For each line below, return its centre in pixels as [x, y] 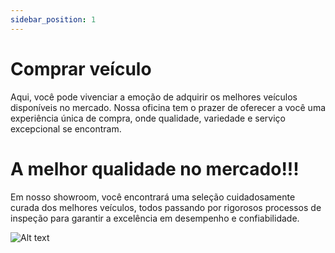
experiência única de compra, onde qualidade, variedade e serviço [148, 118]
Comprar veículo [81, 68]
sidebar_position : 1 [53, 19]
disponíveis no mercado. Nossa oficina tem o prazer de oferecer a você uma [168, 107]
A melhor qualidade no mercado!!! [155, 168]
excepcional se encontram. [66, 128]
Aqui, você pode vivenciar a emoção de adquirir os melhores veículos [154, 97]
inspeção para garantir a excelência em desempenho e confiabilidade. [155, 218]
